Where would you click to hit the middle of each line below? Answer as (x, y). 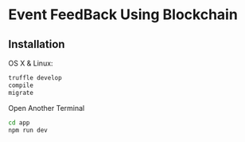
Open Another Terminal (47, 108)
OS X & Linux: (31, 63)
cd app (19, 122)
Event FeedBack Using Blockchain (123, 15)
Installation (37, 44)
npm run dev (28, 130)
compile (21, 85)
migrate (21, 93)
